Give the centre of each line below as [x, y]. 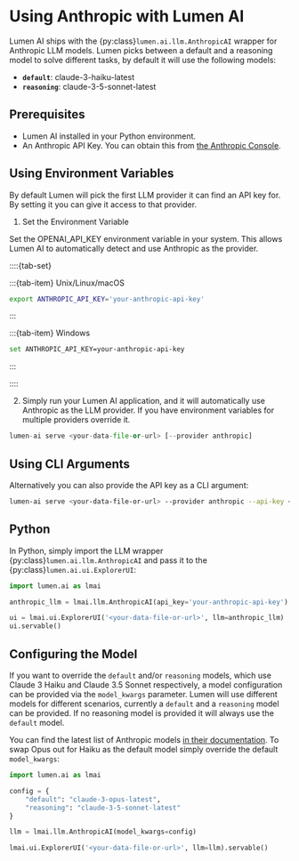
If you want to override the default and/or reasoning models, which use [140, 675]
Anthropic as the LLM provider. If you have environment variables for [148, 410]
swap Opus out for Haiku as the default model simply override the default [144, 749]
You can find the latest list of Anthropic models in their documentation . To [144, 740]
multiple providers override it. [76, 420]
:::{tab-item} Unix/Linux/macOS [67, 283]
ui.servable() [36, 626]
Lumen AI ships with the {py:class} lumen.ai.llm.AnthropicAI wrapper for [143, 41]
